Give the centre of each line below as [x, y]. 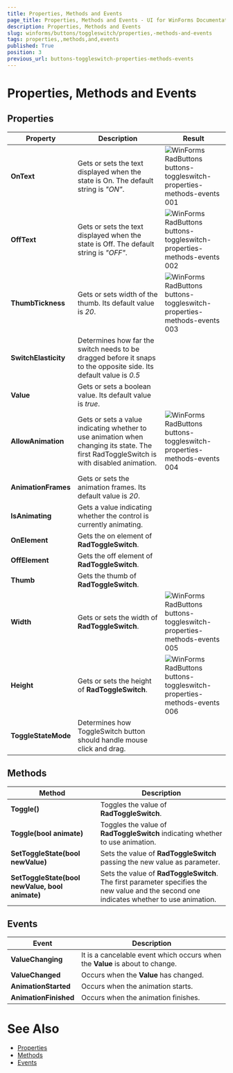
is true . [89, 404]
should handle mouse [112, 739]
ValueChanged [36, 975]
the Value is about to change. [129, 964]
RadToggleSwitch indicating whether [161, 833]
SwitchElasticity [38, 357]
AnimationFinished [43, 998]
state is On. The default [115, 180]
